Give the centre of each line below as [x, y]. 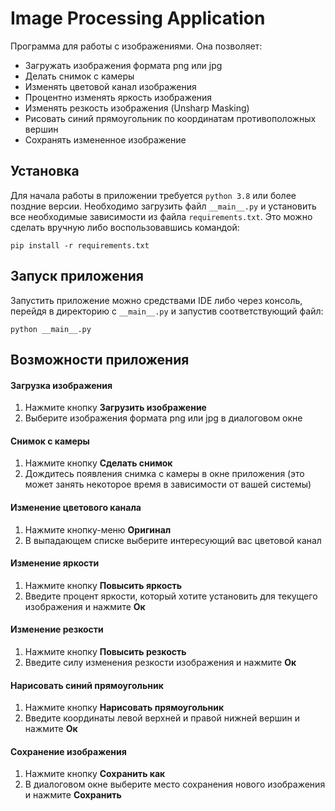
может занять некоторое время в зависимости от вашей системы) [168, 484]
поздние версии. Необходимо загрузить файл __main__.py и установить [163, 206]
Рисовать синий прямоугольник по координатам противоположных [170, 118]
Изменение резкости [57, 629]
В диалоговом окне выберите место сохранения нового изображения [175, 784]
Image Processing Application [138, 18]
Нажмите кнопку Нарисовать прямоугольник [124, 708]
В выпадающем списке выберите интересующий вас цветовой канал [173, 540]
